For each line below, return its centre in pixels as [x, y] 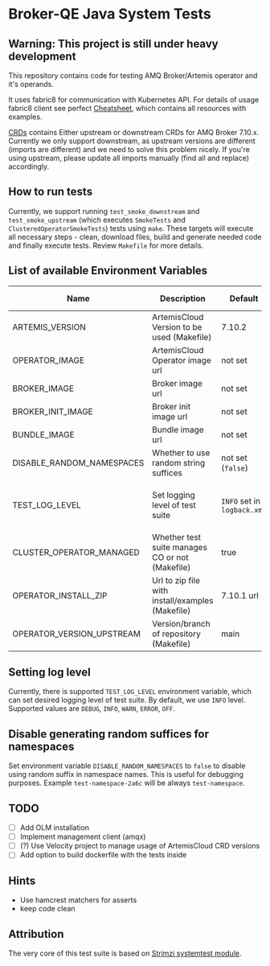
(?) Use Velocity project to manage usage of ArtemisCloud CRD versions [140, 846]
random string [179, 462]
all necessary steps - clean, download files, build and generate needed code [135, 236]
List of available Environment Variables [108, 271]
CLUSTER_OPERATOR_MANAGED [76, 552]
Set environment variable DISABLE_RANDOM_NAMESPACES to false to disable [127, 766]
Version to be [177, 327]
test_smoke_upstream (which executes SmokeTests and [97, 220]
